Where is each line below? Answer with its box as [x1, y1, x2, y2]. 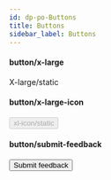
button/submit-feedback [9, 139, 102, 150]
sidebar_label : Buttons [9, 29, 97, 38]
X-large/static [9, 76, 59, 87]
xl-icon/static [13, 118, 55, 128]
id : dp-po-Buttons [9, 12, 77, 22]
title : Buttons [9, 21, 65, 30]
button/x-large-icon [9, 97, 84, 107]
